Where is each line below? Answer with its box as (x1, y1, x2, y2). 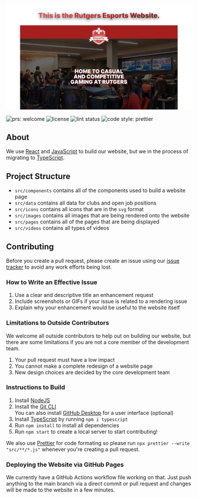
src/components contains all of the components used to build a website (14, 187, 186, 194)
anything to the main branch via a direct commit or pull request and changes (6, 480, 191, 487)
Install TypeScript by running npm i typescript (14, 415, 128, 423)
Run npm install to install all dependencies (14, 421, 119, 428)
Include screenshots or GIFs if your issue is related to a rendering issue (14, 298, 188, 305)
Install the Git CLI (14, 403, 56, 410)
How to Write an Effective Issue (6, 278, 98, 286)
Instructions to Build (6, 383, 66, 391)
